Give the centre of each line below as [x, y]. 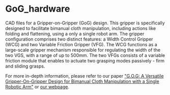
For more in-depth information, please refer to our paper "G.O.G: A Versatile [84, 76]
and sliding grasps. [25, 66]
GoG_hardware [38, 9]
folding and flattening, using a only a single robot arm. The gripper [75, 34]
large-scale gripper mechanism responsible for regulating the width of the [83, 50]
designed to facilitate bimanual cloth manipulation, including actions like [81, 28]
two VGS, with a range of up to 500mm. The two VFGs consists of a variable [85, 55]
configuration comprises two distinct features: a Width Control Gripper [79, 39]
